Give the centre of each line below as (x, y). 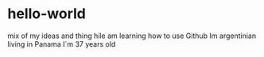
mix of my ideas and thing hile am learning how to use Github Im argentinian (132, 36)
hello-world (47, 14)
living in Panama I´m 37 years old (62, 44)
